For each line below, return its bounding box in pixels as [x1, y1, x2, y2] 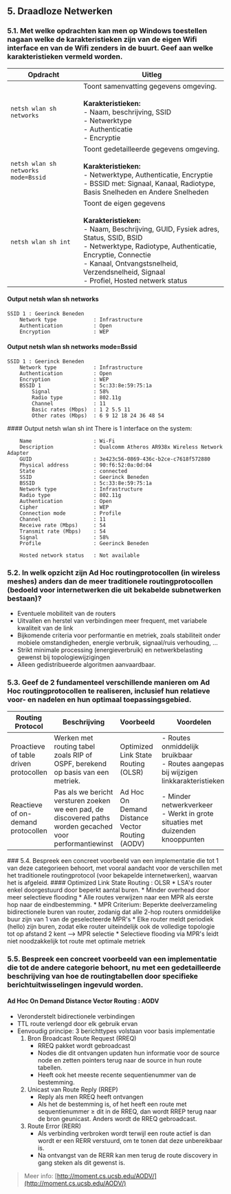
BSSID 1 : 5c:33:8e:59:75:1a [19, 382, 153, 390]
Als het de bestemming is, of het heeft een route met [37, 1100, 187, 1108]
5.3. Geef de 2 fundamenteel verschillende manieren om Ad [7, 678, 210, 687]
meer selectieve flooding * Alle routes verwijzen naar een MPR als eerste [7, 893, 214, 901]
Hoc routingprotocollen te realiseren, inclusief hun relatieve [7, 686, 210, 696]
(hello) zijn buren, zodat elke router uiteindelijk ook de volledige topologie [7, 922, 215, 930]
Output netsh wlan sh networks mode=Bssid [7, 343, 137, 351]
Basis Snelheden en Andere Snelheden [83, 187, 209, 197]
